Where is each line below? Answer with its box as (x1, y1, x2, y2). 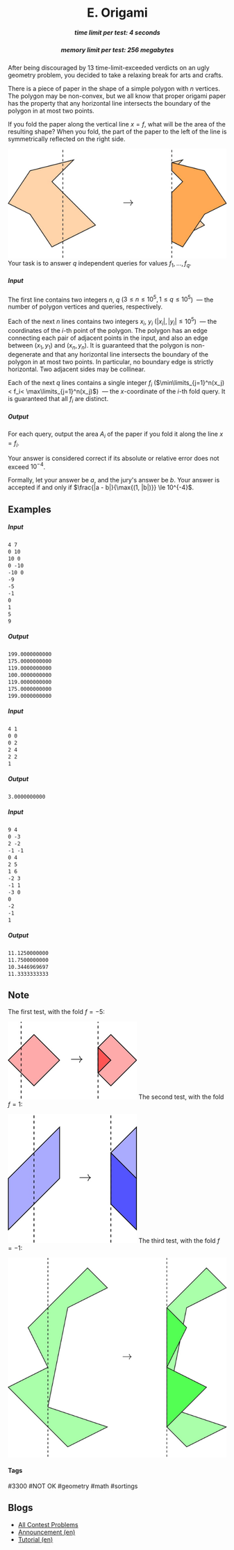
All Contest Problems (17, 1520, 78, 1528)
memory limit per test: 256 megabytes (60, 46, 174, 54)
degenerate (8, 350, 41, 359)
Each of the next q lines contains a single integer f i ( (8, 378, 157, 389)
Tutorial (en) (17, 1535, 53, 1544)
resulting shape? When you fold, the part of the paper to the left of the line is (8, 127, 227, 136)
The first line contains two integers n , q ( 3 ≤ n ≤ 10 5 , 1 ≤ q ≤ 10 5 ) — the (8, 294, 214, 304)
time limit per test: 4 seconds (74, 28, 160, 36)
